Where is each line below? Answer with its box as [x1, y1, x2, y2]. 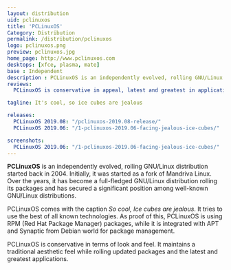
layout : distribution [7, 10, 69, 17]
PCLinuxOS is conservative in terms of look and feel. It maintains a [7, 240, 196, 249]
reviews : [7, 81, 32, 87]
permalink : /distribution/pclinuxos [7, 36, 112, 43]
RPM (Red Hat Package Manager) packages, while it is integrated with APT [7, 220, 219, 228]
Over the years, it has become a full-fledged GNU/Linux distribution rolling [7, 177, 218, 185]
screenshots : [7, 137, 45, 144]
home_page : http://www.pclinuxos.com [7, 55, 115, 62]
